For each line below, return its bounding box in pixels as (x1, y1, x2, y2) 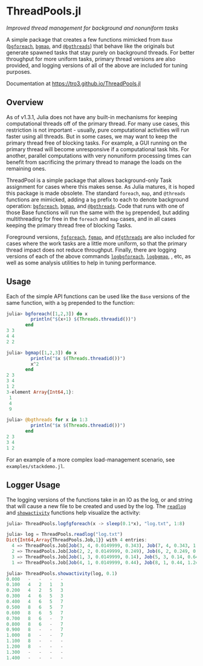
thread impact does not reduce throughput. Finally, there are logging (6, 246, 177, 253)
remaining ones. (6, 165, 47, 172)
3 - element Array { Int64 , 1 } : (6, 389, 74, 395)
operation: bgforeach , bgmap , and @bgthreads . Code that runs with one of (6, 202, 184, 209)
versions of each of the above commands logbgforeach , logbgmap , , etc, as (6, 252, 192, 260)
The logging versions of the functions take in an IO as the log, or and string (6, 496, 193, 503)
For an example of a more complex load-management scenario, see (6, 455, 175, 463)
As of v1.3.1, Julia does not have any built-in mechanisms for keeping (6, 113, 178, 120)
